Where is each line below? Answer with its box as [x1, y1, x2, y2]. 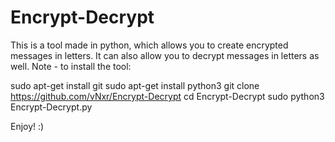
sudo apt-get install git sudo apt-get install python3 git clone [10, 79, 260, 91]
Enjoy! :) [10, 120, 45, 132]
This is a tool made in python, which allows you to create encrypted [10, 39, 289, 51]
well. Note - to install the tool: [10, 60, 132, 72]
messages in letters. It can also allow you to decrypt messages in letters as [10, 49, 320, 61]
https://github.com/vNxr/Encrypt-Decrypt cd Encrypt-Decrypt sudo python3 [10, 90, 325, 102]
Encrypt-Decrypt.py [10, 101, 93, 113]
